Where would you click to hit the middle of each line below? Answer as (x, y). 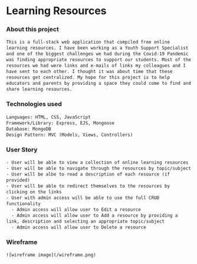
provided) (18, 180)
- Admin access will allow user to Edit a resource (76, 210)
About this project (32, 29)
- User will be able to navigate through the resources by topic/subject (99, 169)
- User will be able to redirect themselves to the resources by (88, 186)
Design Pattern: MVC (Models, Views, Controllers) (70, 135)
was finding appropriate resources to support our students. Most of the (99, 60)
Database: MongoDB (29, 129)
